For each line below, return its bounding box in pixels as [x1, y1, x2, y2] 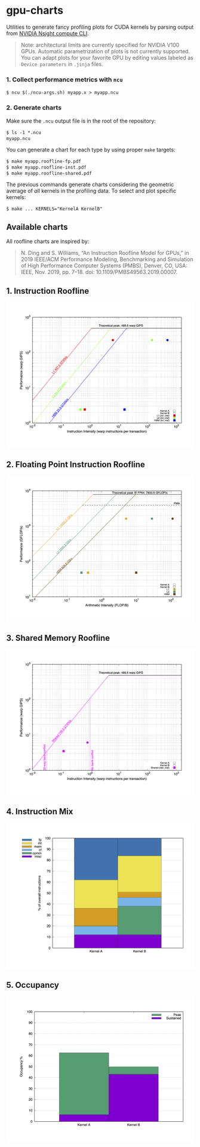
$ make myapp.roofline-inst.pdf [6, 164, 87, 171]
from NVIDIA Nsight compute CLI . [6, 29, 89, 36]
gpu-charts [6, 4, 64, 17]
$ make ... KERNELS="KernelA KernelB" [6, 206, 103, 212]
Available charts [6, 222, 68, 232]
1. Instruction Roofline [6, 285, 90, 296]
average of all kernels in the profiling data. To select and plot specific [6, 187, 177, 194]
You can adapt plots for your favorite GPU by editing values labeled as [20, 54, 194, 61]
